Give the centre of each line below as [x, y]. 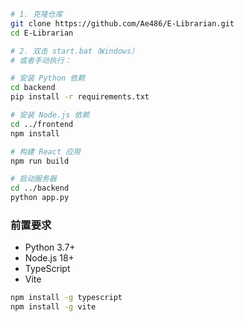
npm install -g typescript [66, 298]
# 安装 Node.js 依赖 [50, 115]
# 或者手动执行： [41, 60]
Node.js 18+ [49, 258]
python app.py [40, 198]
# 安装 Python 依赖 [48, 78]
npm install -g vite [53, 307]
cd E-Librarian [42, 33]
